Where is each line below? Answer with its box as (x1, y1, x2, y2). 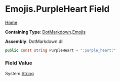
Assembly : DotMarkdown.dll (5, 38, 64, 44)
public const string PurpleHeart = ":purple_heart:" (5, 48, 116, 53)
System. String (5, 71, 34, 77)
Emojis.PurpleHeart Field (5, 3, 110, 15)
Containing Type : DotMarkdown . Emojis (5, 29, 86, 35)
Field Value (5, 60, 33, 66)
